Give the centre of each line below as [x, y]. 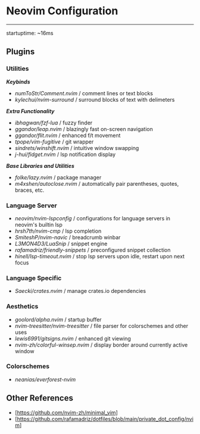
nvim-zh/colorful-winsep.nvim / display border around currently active [101, 345]
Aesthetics [22, 307]
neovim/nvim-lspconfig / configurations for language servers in [93, 218]
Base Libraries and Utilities [40, 166]
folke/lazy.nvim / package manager [58, 177]
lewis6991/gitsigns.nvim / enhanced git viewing [73, 338]
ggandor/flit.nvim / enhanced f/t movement [68, 135]
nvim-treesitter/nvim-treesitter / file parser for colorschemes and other [101, 326]
